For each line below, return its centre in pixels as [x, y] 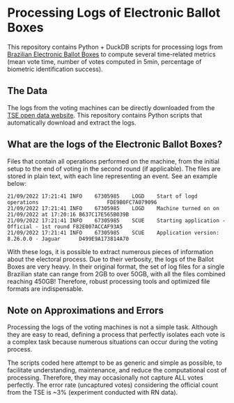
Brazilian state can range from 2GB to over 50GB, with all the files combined [116, 274]
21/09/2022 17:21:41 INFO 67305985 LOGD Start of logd [102, 196]
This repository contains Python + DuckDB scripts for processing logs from [115, 47]
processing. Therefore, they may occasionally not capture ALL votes [105, 378]
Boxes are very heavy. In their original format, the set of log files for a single [116, 267]
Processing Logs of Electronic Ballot [114, 13]
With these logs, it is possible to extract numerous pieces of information [110, 251]
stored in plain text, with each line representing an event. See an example [112, 176]
